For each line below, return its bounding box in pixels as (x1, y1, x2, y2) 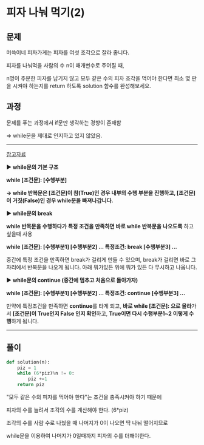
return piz (17, 382, 45, 388)
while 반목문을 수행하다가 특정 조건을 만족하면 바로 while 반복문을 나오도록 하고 (6, 222, 194, 229)
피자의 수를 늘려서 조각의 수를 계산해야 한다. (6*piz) (6, 406, 129, 413)
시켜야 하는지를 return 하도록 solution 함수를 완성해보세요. (12, 83, 152, 89)
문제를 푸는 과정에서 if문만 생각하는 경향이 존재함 (6, 119, 121, 126)
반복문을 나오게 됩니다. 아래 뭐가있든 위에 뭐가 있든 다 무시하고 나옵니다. (27, 263, 197, 271)
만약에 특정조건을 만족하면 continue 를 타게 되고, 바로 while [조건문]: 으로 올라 (6, 302, 192, 310)
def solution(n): (6, 359, 50, 365)
